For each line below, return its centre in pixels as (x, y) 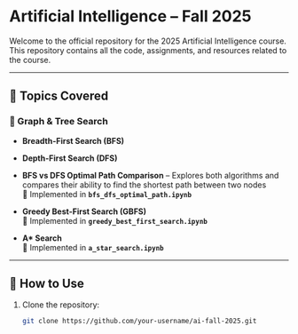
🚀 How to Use (47, 284)
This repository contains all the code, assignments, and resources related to (148, 50)
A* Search (42, 238)
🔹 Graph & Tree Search (59, 122)
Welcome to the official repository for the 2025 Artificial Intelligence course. (148, 41)
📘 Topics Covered (59, 96)
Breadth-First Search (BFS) (73, 140)
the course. (30, 60)
